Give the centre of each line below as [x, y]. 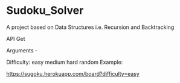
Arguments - [22, 50]
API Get [16, 38]
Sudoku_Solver [45, 11]
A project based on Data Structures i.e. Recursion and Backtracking [90, 27]
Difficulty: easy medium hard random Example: [65, 62]
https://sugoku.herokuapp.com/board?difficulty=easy [73, 73]
